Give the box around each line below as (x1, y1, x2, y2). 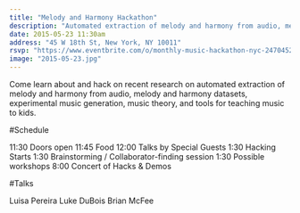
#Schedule (9, 125, 49, 135)
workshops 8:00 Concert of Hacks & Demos (9, 161, 172, 171)
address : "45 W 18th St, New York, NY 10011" (9, 37, 181, 47)
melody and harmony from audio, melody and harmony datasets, (9, 88, 248, 99)
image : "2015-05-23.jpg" (9, 54, 102, 63)
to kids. (9, 108, 37, 118)
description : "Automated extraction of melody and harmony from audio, (9, 21, 281, 30)
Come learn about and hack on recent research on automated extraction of (9, 79, 286, 89)
